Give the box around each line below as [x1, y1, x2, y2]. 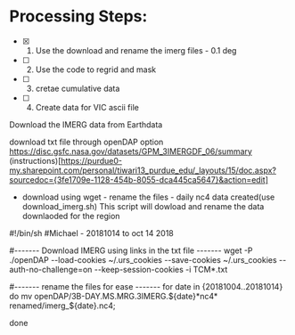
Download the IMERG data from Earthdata [9, 118, 163, 130]
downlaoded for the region [21, 210, 120, 221]
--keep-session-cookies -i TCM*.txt [94, 264, 228, 274]
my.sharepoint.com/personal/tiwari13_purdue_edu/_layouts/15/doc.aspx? [9, 165, 276, 176]
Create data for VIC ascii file [35, 102, 140, 112]
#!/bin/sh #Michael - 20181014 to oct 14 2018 [9, 227, 174, 238]
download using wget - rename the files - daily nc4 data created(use [21, 192, 275, 202]
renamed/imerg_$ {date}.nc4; [9, 300, 116, 311]
